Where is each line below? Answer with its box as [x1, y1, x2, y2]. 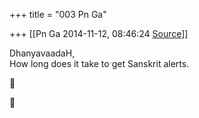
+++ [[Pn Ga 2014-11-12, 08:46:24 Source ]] [9, 28, 189, 39]
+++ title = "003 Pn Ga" [9, 9, 107, 20]
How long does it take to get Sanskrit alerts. [9, 58, 190, 69]
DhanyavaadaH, [9, 47, 76, 59]
